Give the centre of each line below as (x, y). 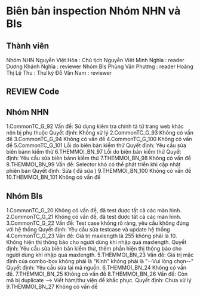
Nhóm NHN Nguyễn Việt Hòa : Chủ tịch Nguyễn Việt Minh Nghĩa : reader (95, 60)
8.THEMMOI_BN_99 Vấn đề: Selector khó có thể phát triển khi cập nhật (93, 164)
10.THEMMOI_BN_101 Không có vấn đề (53, 177)
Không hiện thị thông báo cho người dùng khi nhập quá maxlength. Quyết (96, 242)
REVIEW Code (33, 92)
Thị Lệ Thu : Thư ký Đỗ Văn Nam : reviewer (59, 73)
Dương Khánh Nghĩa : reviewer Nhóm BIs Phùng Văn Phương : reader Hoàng (100, 66)
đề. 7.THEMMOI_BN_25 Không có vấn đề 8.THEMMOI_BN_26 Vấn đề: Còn (97, 274)
